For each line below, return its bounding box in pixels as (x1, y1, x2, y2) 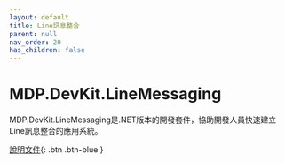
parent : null (9, 29, 58, 38)
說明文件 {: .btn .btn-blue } (9, 144, 104, 155)
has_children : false (9, 46, 86, 55)
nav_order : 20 (9, 37, 62, 47)
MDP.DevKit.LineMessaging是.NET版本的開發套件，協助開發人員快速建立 (9, 114, 277, 125)
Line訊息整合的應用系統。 (9, 126, 103, 136)
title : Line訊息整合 (9, 21, 80, 30)
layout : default (9, 12, 69, 22)
